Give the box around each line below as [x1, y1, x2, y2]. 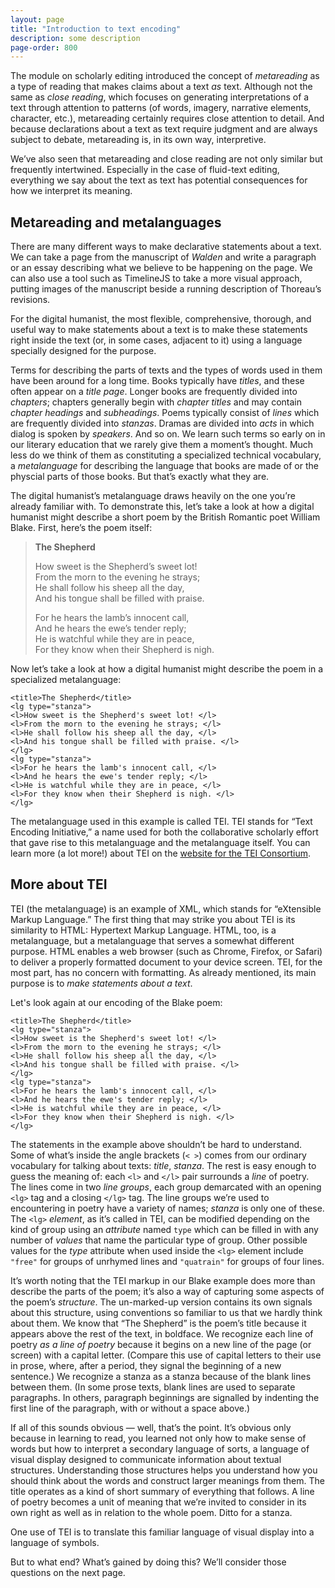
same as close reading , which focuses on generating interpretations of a [10, 91, 310, 103]
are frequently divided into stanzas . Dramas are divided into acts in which [10, 417, 315, 430]
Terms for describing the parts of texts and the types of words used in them [10, 364, 323, 376]
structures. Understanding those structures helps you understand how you [10, 1464, 318, 1476]
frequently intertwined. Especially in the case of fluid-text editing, [10, 164, 280, 176]
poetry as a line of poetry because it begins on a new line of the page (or [10, 1338, 312, 1350]
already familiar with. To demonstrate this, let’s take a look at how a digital [10, 501, 315, 513]
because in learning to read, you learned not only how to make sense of [10, 1432, 307, 1444]
